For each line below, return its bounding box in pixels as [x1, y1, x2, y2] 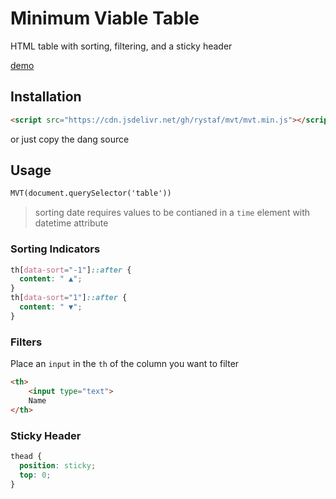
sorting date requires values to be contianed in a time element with [34, 207, 311, 219]
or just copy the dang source [10, 133, 130, 145]
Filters [10, 335, 43, 349]
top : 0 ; [19, 470, 52, 480]
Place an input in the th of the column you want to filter [10, 358, 240, 370]
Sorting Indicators [10, 242, 101, 256]
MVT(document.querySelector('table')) [10, 188, 172, 199]
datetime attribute [34, 217, 109, 229]
